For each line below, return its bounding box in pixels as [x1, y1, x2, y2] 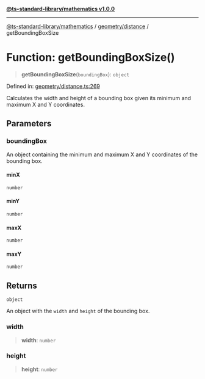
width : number [21, 336, 56, 344]
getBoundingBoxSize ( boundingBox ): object [21, 70, 130, 78]
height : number [21, 366, 58, 373]
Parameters [6, 118, 52, 129]
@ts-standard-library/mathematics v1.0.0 [6, 5, 115, 12]
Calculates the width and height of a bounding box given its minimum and [6, 94, 191, 101]
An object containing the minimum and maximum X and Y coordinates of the [6, 151, 198, 158]
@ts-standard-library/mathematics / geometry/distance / [6, 23, 149, 30]
